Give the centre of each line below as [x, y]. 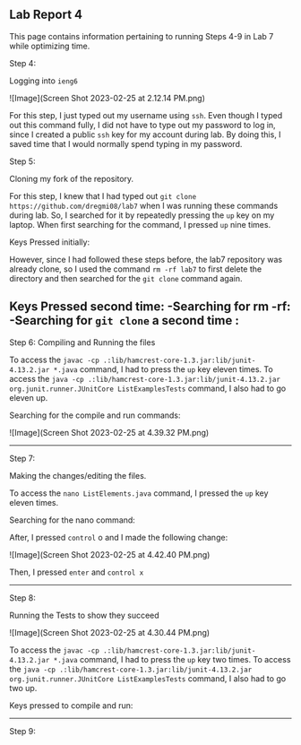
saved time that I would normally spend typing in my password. [126, 143]
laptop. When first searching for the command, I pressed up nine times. [140, 224]
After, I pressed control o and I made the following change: [119, 537]
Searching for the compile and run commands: [95, 415]
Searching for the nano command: [73, 520]
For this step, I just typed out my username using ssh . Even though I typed [146, 115]
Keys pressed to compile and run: [71, 705]
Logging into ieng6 [43, 81]
